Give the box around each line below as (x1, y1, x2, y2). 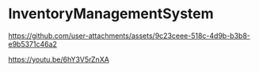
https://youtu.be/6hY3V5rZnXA (8, 55, 109, 64)
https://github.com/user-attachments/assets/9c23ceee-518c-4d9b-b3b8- (8, 31, 251, 40)
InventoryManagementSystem (8, 5, 214, 23)
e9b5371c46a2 (8, 39, 58, 48)
